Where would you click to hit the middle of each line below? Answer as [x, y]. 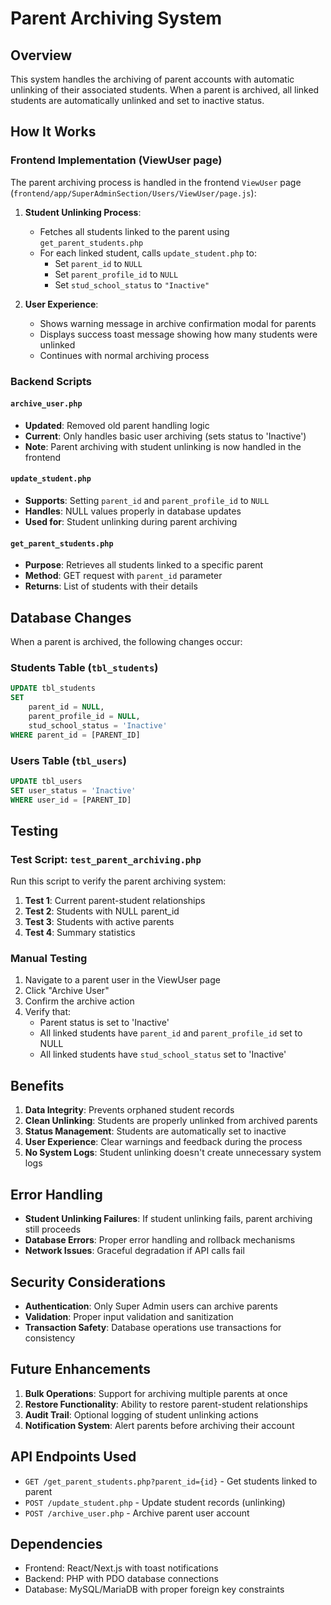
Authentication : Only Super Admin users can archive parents [151, 1306]
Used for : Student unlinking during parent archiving [131, 522]
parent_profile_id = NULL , [84, 716]
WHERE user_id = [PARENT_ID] [71, 800]
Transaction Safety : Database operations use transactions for [153, 1327]
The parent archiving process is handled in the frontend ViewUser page [156, 182]
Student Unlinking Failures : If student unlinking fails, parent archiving [168, 1219]
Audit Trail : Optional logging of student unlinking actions [141, 1414]
